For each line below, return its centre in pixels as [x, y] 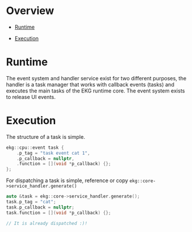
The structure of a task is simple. [46, 137]
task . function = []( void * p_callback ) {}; [59, 213]
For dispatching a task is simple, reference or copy [67, 180]
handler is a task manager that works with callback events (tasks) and [90, 84]
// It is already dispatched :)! [47, 223]
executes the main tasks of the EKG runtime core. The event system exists [96, 91]
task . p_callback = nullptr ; [40, 207]
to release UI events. [31, 97]
